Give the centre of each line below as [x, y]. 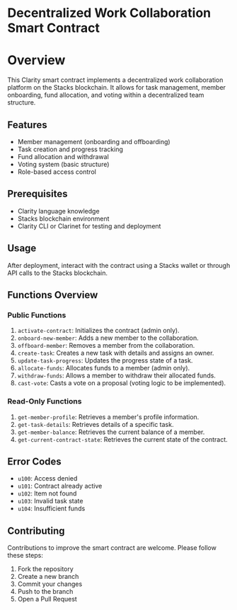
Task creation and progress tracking [70, 149]
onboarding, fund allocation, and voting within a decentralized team [106, 95]
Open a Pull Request [47, 599]
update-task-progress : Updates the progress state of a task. [105, 360]
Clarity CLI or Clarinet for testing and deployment [89, 226]
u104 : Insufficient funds [51, 509]
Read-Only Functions [45, 401]
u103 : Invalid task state [50, 501]
